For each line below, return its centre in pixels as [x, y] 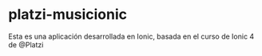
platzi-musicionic [68, 15]
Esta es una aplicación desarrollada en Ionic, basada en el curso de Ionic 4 [131, 36]
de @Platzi [26, 44]
